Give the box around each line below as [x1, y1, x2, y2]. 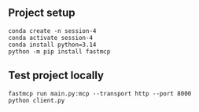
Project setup [8, 6, 76, 20]
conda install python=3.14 [8, 41, 97, 49]
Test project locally [8, 69, 105, 82]
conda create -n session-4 [8, 27, 97, 34]
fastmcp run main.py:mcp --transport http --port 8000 [8, 89, 192, 97]
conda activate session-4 [8, 34, 93, 42]
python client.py [8, 96, 65, 104]
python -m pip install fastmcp [8, 47, 111, 56]
